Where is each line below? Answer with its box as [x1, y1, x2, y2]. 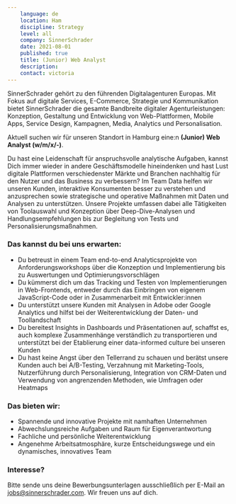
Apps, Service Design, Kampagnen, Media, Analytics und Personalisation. [7, 119, 223, 127]
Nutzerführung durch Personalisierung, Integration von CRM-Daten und [17, 368, 227, 377]
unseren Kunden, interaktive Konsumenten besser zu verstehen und [7, 184, 206, 193]
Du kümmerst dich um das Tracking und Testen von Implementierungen [17, 277, 227, 287]
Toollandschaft [17, 316, 62, 324]
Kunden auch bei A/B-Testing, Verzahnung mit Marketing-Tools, [17, 360, 204, 369]
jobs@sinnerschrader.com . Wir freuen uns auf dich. [7, 488, 158, 497]
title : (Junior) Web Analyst [20, 57, 106, 64]
